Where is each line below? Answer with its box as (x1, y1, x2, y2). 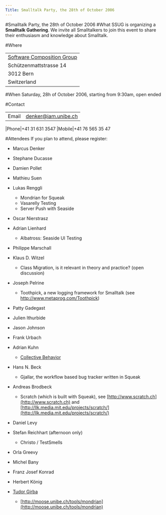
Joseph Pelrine (12, 280, 45, 286)
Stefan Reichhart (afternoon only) (12, 429, 83, 435)
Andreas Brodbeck (12, 383, 52, 389)
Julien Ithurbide (12, 315, 46, 321)
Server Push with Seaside (20, 205, 75, 211)
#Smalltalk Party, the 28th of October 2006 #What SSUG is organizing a (5, 21, 156, 27)
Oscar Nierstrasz (12, 215, 48, 221)
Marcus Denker (12, 145, 45, 152)
